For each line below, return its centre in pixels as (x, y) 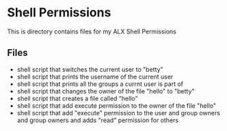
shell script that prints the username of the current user (95, 76)
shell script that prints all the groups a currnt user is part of (100, 84)
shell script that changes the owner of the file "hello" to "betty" (106, 91)
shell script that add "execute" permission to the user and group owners (119, 113)
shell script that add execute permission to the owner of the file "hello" (117, 105)
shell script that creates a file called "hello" (77, 98)
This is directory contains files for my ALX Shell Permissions (92, 31)
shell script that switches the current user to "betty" (90, 69)
